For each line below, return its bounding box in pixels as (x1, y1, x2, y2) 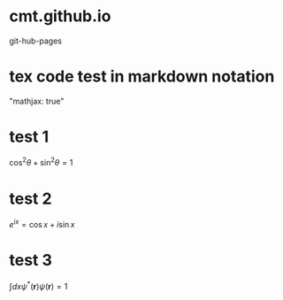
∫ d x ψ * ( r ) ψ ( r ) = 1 (9, 280, 68, 291)
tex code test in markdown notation (9, 66, 275, 87)
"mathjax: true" (9, 96, 65, 106)
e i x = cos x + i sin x (9, 218, 75, 230)
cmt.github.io (9, 6, 111, 27)
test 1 (9, 127, 50, 147)
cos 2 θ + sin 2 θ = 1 (9, 156, 73, 168)
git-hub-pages (9, 35, 62, 46)
